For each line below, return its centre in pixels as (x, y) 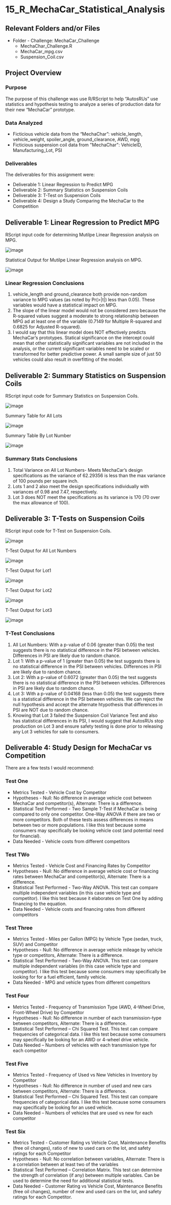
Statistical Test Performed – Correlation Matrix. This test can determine (87, 1170)
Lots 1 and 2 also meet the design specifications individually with (81, 486)
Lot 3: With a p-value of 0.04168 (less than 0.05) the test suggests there (89, 693)
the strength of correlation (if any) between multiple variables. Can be (86, 1175)
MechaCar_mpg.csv (41, 51)
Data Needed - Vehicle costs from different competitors (71, 841)
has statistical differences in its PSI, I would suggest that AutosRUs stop (88, 720)
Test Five (17, 1064)
